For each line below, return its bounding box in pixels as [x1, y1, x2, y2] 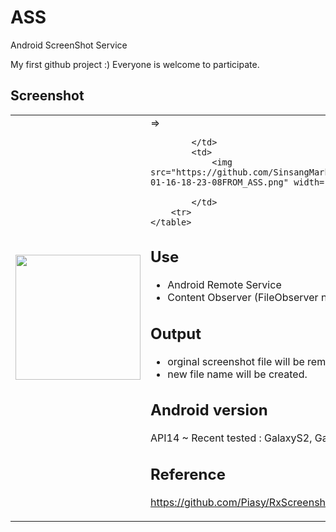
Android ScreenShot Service [10, 39, 128, 51]
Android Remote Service [167, 278, 282, 292]
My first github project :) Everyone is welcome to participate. [10, 58, 260, 70]
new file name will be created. [167, 367, 308, 381]
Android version [150, 401, 268, 420]
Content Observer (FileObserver [167, 291, 319, 305]
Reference [150, 464, 226, 484]
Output [150, 324, 202, 343]
